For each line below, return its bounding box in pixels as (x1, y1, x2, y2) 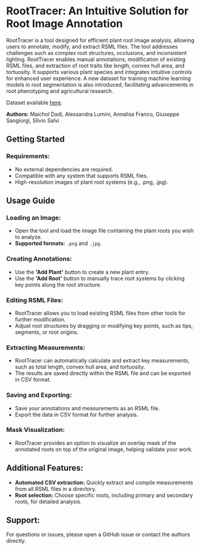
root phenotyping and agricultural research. (6, 87, 113, 94)
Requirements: (6, 152, 50, 161)
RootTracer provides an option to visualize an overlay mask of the (14, 439, 176, 446)
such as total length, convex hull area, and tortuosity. (14, 363, 145, 371)
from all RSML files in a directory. (14, 485, 97, 492)
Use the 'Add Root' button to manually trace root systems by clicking (14, 275, 185, 282)
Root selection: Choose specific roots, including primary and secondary (14, 491, 193, 499)
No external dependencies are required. (14, 165, 113, 173)
